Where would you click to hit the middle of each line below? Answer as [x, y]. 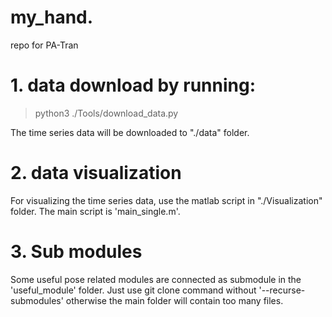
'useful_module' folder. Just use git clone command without [133, 290]
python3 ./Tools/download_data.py [106, 113]
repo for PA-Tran [44, 45]
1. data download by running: [133, 85]
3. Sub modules [76, 252]
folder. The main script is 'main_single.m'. [95, 211]
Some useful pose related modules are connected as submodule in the [156, 279]
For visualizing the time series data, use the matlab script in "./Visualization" [166, 200]
